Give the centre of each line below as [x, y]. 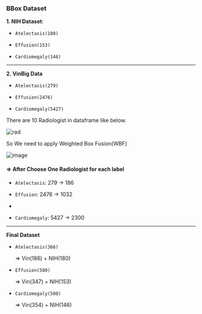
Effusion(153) [32, 45]
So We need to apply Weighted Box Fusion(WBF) [67, 144]
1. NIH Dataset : [25, 22]
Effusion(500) [32, 270]
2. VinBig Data [25, 74]
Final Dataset [23, 235]
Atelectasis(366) [37, 247]
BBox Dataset [26, 8]
